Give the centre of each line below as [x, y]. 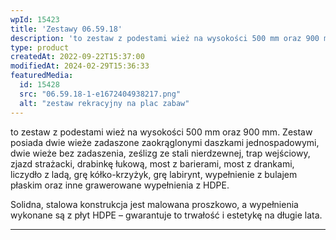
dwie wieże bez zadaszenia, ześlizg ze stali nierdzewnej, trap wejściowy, [160, 153]
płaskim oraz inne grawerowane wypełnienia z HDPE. [120, 185]
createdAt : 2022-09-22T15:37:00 [77, 57]
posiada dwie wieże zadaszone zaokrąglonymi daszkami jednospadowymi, [165, 142]
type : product [40, 47]
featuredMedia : [42, 76]
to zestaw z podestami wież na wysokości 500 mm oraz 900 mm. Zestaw [161, 132]
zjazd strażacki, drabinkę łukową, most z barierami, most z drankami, [152, 163]
